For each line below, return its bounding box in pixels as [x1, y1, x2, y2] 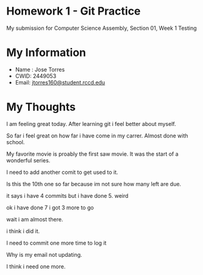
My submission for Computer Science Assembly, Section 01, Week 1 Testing [6, 24, 197, 32]
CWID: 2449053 [15, 72, 57, 80]
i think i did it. [6, 227, 40, 235]
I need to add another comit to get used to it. [6, 169, 119, 176]
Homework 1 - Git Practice [6, 4, 141, 18]
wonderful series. [6, 156, 51, 164]
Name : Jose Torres [15, 66, 65, 73]
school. [6, 138, 25, 145]
